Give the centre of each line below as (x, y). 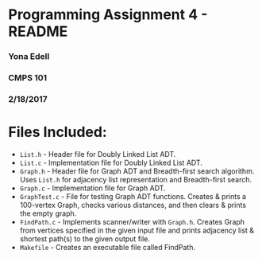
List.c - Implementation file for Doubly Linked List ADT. (111, 162)
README (38, 31)
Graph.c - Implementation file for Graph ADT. (92, 188)
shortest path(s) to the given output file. (85, 238)
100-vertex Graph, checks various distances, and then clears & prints (133, 205)
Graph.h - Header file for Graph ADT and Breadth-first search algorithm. (137, 171)
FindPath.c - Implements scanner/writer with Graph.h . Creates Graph (132, 221)
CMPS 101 (28, 78)
